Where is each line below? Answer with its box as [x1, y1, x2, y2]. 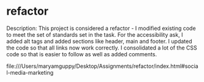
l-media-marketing [6, 69, 54, 76]
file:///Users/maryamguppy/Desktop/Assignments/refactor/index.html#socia [6, 62, 198, 70]
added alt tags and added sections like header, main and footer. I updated [6, 37, 192, 45]
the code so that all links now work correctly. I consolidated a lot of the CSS [6, 44, 197, 51]
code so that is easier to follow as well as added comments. [6, 50, 157, 58]
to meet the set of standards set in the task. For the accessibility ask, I [6, 31, 183, 38]
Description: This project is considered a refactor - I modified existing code [6, 24, 196, 32]
